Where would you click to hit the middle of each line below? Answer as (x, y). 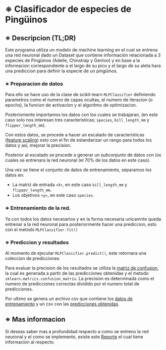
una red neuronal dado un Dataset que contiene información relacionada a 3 (83, 55)
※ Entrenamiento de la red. (38, 208)
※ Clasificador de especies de (68, 9)
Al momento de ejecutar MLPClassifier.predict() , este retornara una (76, 253)
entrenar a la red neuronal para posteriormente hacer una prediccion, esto (81, 224)
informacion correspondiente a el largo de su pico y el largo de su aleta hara (83, 66)
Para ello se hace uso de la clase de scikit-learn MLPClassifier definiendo (81, 95)
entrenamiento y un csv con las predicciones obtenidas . (62, 304)
